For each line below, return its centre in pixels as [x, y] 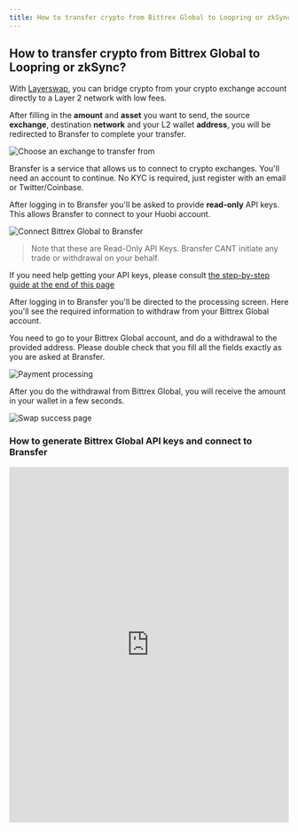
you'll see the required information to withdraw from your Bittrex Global [139, 311]
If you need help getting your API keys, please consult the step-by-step [140, 276]
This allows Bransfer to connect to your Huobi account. [110, 214]
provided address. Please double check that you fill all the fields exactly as [145, 348]
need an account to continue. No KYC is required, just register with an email [148, 178]
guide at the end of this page [62, 284]
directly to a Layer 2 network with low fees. [88, 98]
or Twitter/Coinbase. [47, 188]
